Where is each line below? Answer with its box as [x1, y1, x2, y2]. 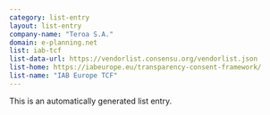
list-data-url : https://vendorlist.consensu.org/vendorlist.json [9, 54, 257, 63]
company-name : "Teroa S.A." [9, 29, 114, 38]
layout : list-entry [9, 21, 82, 30]
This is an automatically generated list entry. [9, 95, 173, 106]
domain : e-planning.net [9, 37, 98, 47]
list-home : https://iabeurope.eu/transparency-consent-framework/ [9, 63, 262, 72]
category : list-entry [9, 12, 90, 22]
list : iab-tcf [9, 46, 63, 55]
